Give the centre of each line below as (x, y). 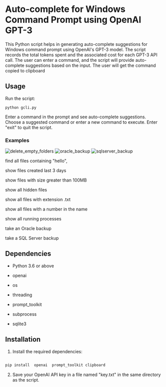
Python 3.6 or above (33, 266)
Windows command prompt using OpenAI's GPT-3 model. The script (76, 49)
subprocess (24, 314)
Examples (17, 140)
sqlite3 (19, 324)
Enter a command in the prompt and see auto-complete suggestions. (76, 117)
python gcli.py (21, 107)
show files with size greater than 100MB (46, 180)
